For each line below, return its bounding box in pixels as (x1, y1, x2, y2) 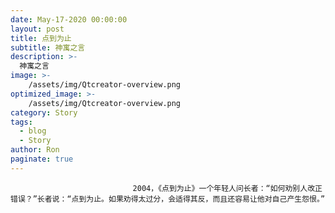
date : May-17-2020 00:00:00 (10, 14, 128, 25)
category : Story (10, 107, 78, 118)
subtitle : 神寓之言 (10, 42, 86, 53)
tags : (10, 117, 33, 127)
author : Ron (10, 145, 60, 155)
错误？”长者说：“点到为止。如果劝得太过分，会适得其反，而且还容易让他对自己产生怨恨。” (10, 194, 326, 204)
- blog (19, 126, 47, 136)
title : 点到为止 (10, 33, 72, 43)
